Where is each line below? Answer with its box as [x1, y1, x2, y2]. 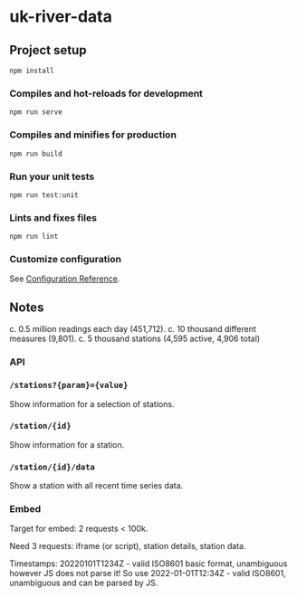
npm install [9, 66, 54, 75]
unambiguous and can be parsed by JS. [9, 577, 158, 589]
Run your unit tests [9, 170, 95, 183]
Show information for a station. [9, 439, 125, 450]
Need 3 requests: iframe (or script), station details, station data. [9, 541, 246, 552]
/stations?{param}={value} [9, 380, 129, 391]
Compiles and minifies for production [9, 128, 177, 141]
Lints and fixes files [9, 211, 98, 223]
